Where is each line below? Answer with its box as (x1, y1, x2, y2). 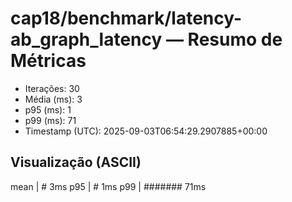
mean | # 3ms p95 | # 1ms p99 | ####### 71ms (10, 180, 207, 192)
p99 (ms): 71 (24, 114, 77, 126)
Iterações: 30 (24, 82, 80, 94)
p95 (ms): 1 (24, 103, 72, 116)
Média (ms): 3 (24, 93, 83, 105)
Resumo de (187, 28, 283, 51)
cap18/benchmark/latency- (10, 7, 243, 30)
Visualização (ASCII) (10, 154, 142, 171)
